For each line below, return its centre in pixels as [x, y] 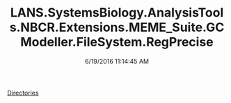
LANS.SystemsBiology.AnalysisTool [117, 13]
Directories [23, 93]
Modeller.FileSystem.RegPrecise [117, 42]
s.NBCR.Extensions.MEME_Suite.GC [117, 27]
